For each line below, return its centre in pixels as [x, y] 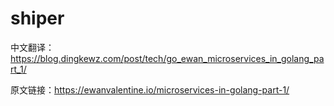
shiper [37, 18]
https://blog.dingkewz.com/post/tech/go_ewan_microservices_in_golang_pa [167, 58]
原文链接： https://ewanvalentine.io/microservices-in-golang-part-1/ [150, 89]
